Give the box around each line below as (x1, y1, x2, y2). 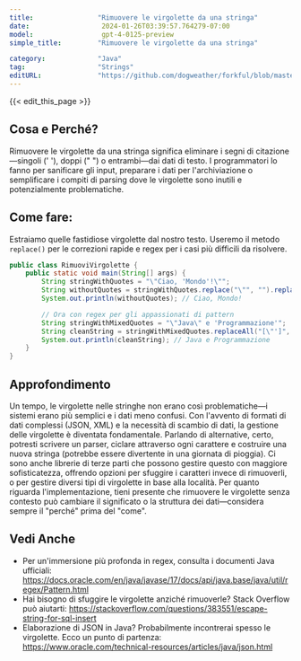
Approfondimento (9, 376, 111, 392)
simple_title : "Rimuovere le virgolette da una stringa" (9, 38, 258, 48)
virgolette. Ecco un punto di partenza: (21, 631, 162, 642)
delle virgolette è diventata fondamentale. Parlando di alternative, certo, (9, 428, 274, 440)
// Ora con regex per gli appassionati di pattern (41, 310, 235, 319)
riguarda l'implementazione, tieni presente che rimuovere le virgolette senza (9, 486, 290, 497)
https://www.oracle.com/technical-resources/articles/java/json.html (21, 641, 273, 652)
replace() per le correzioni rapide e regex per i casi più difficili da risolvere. (9, 243, 288, 254)
